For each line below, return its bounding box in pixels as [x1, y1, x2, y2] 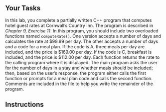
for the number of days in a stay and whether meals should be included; [5, 65, 153, 71]
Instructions [5, 101, 44, 109]
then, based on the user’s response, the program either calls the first [5, 70, 146, 76]
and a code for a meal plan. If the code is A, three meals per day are [5, 43, 145, 49]
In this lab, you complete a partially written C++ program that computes [5, 17, 152, 23]
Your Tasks [5, 4, 41, 12]
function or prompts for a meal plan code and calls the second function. [5, 75, 153, 81]
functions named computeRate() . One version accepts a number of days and [5, 33, 161, 39]
